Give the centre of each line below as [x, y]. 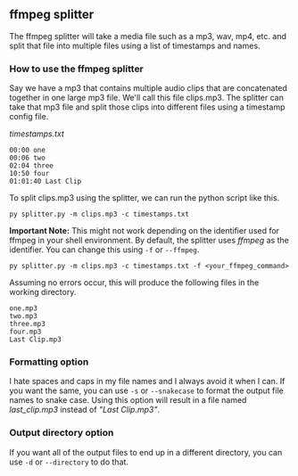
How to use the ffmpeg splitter [77, 69]
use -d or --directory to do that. [69, 462]
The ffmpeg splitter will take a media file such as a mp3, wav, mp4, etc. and [148, 36]
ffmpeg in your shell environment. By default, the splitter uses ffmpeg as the [149, 241]
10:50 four [29, 174]
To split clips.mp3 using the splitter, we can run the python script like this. [145, 198]
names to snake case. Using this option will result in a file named [128, 400]
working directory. [43, 292]
